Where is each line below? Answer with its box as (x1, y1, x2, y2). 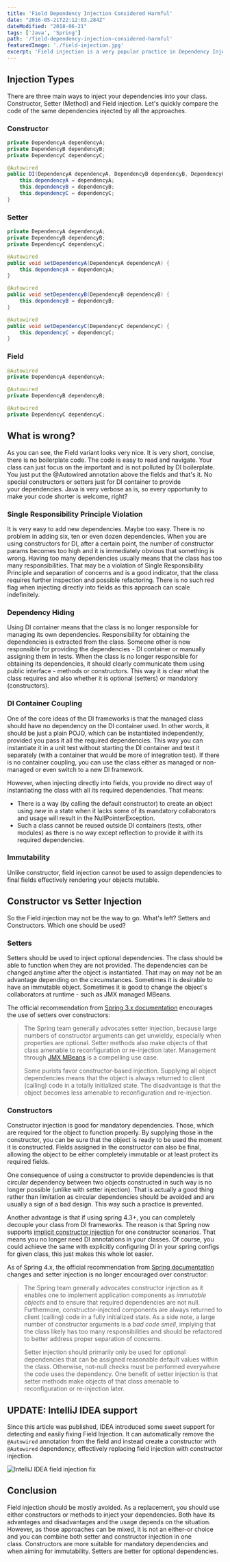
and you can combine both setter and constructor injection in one (7, 1532, 192, 1541)
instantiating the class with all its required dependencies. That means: (7, 786, 204, 794)
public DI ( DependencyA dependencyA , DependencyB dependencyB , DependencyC (7, 171, 225, 178)
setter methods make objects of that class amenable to (23, 1377, 179, 1386)
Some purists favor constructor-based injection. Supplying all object (23, 1066, 217, 1075)
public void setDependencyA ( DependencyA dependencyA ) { (7, 259, 170, 266)
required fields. (7, 1158, 50, 1166)
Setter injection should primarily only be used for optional (23, 1348, 186, 1356)
